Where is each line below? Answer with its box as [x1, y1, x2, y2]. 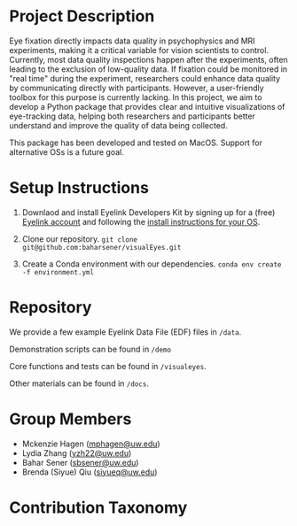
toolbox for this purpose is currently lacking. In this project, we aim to [9, 91, 262, 103]
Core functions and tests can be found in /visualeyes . [9, 360, 207, 371]
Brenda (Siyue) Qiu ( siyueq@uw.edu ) [21, 467, 158, 477]
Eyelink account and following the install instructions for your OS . [21, 216, 261, 227]
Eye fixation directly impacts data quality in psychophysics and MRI [9, 35, 255, 46]
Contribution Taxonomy [9, 498, 188, 517]
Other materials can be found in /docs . [9, 378, 149, 389]
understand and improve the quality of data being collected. [9, 120, 228, 130]
